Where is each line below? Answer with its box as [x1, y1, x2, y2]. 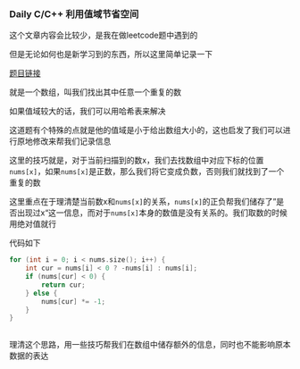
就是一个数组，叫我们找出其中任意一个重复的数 [9, 87, 181, 97]
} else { [25, 289, 58, 298]
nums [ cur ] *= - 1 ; [41, 297, 105, 306]
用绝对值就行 [9, 219, 56, 230]
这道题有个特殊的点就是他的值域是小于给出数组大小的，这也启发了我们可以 [9, 125, 283, 136]
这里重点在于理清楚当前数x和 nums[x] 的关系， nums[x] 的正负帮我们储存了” [9, 197, 277, 207]
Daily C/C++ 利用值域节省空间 [9, 7, 139, 20]
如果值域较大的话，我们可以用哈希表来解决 [9, 105, 166, 117]
